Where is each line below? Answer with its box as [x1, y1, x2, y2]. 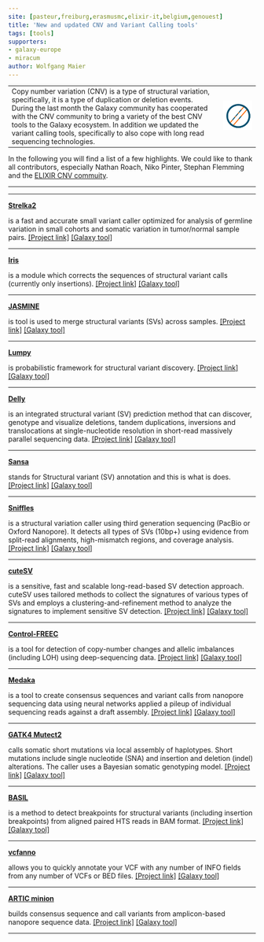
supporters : [8, 38, 47, 46]
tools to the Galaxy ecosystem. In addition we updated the [11, 120, 199, 129]
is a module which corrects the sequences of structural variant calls [8, 271, 228, 280]
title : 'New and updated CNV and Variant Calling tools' [8, 20, 199, 29]
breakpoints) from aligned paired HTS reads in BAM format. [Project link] [8, 817, 244, 826]
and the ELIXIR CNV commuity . [8, 171, 108, 180]
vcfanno [8, 848, 36, 857]
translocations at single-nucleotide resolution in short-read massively [8, 426, 233, 436]
